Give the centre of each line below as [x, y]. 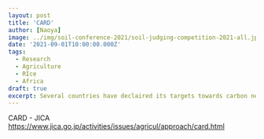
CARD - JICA [29, 118]
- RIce [26, 74]
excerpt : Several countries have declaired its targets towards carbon [128, 96]
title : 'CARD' [31, 23]
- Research [33, 60]
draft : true [27, 88]
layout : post [29, 15]
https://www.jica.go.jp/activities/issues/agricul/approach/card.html [117, 126]
